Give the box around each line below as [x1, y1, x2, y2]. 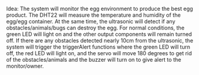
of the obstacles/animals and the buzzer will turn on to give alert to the [6, 56, 182, 63]
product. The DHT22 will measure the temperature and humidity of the [6, 11, 181, 19]
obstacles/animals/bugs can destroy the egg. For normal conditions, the [6, 24, 185, 31]
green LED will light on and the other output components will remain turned [6, 31, 192, 38]
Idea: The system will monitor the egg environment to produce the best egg [6, 5, 194, 12]
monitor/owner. [6, 62, 44, 70]
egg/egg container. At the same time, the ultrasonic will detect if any [6, 18, 176, 25]
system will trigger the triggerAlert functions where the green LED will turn [6, 43, 191, 50]
